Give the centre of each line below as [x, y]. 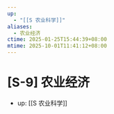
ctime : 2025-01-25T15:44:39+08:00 [57, 40]
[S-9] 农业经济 [49, 82]
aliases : [20, 26]
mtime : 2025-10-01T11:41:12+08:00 [57, 46]
